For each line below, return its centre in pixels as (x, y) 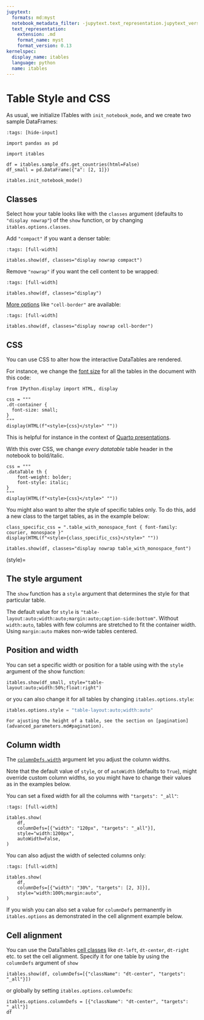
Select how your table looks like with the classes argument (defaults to (95, 214)
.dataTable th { (27, 472)
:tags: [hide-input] (32, 133)
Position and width (42, 650)
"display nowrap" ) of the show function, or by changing (75, 220)
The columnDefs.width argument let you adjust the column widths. (89, 760)
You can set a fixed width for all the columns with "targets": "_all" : (93, 796)
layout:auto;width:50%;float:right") (54, 688)
